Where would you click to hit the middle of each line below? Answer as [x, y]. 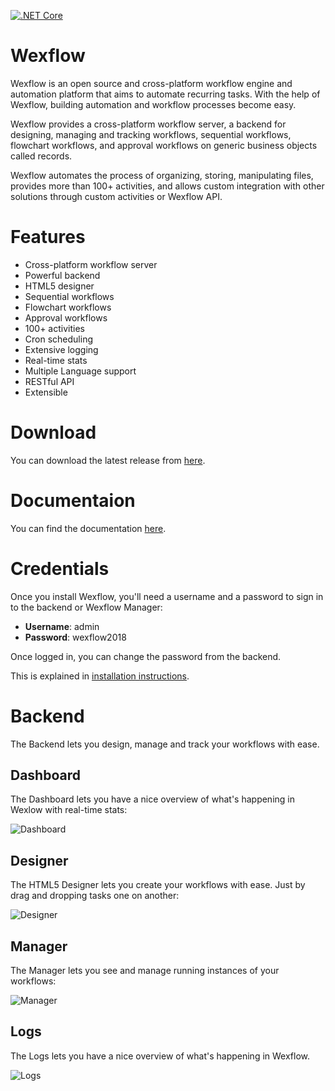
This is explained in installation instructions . [100, 676]
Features [48, 237]
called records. [41, 156]
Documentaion [73, 501]
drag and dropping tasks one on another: [95, 896]
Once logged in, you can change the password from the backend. [146, 656]
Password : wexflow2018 [75, 637]
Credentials [60, 568]
